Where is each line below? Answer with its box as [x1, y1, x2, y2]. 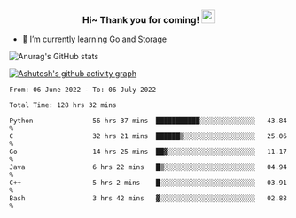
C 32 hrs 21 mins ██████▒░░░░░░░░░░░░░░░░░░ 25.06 [9, 132, 288, 141]
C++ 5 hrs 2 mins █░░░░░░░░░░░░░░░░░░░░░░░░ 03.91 [9, 178, 288, 188]
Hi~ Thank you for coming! [82, 13, 200, 26]
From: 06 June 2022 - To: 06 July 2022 [9, 85, 157, 95]
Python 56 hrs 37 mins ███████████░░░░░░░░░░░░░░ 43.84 [9, 116, 288, 126]
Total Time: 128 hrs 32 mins [9, 101, 117, 110]
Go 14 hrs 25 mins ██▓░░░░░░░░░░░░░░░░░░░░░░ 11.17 [9, 147, 288, 157]
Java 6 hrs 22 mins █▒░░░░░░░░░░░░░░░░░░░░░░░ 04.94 [9, 163, 288, 172]
